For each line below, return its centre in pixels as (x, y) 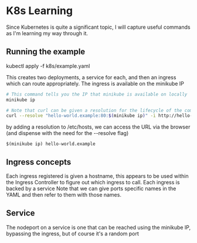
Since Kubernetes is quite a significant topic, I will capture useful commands (98, 27)
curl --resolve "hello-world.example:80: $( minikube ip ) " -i (81, 116)
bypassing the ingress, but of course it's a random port (73, 234)
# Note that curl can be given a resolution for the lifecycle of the (94, 110)
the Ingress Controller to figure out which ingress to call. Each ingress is (93, 183)
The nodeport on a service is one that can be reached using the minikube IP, (98, 227)
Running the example (46, 52)
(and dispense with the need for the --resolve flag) (67, 133)
